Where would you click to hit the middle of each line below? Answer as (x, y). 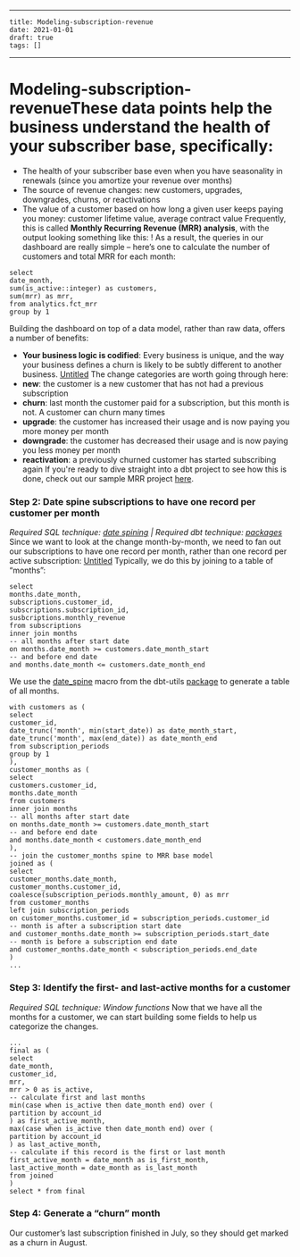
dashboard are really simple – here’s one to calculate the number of (146, 247)
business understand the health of (140, 127)
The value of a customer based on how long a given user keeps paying (153, 209)
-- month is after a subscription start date (95, 926)
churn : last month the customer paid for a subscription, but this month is (156, 402)
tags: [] (25, 46)
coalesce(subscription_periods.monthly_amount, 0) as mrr (119, 895)
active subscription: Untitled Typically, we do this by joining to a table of (142, 561)
